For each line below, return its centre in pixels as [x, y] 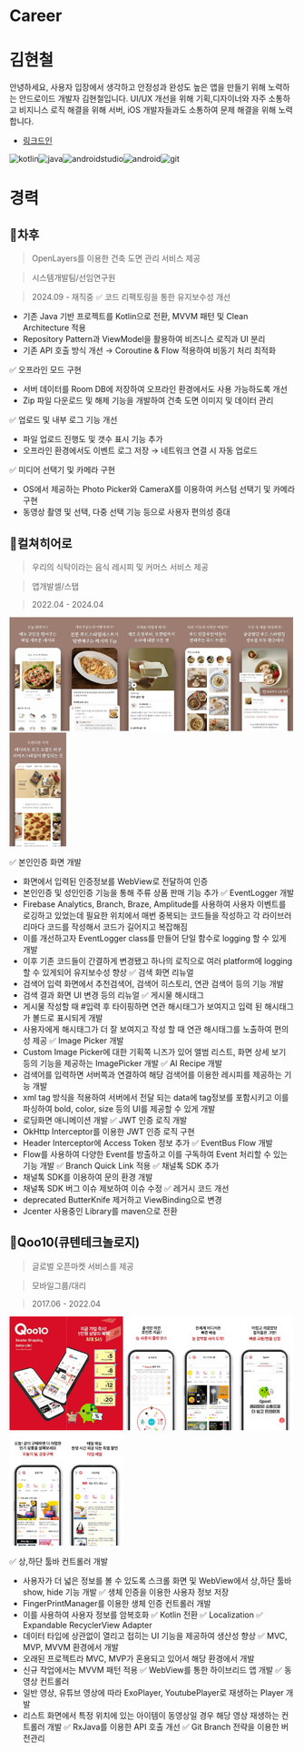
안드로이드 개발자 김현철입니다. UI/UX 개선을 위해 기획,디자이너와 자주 [142, 99]
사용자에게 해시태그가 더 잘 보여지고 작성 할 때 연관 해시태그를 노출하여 [147, 1029]
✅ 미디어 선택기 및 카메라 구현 [63, 470]
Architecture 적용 [54, 327]
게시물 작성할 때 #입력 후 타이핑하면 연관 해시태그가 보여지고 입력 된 [142, 1006]
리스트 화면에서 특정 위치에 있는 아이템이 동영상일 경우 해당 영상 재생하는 [151, 1715]
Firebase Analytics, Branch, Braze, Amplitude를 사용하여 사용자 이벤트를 [154, 904]
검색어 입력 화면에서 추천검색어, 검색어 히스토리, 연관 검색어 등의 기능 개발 [153, 983]
